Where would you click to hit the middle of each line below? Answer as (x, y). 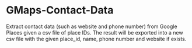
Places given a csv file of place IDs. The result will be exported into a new (95, 32)
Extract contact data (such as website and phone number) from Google (92, 26)
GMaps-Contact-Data (60, 10)
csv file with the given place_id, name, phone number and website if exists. (96, 39)
